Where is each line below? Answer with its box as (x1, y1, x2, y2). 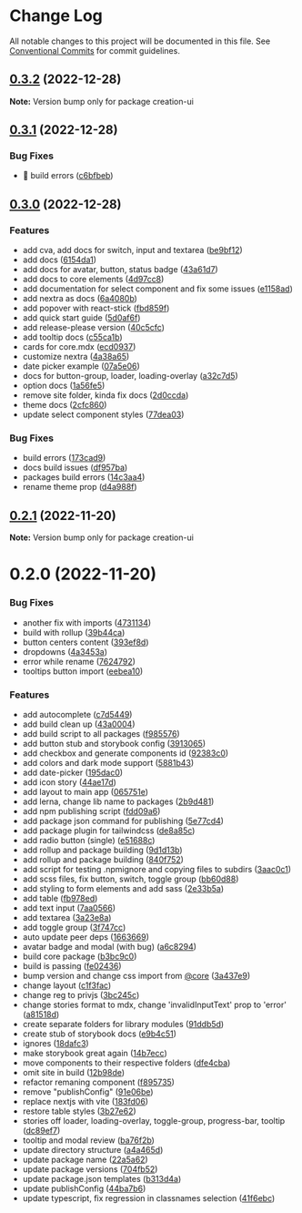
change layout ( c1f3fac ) (22, 980, 112, 991)
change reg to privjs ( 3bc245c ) (22, 990, 140, 1001)
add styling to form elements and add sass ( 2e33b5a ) (22, 883, 225, 894)
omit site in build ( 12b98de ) (22, 1067, 126, 1078)
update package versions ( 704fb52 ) (22, 1164, 158, 1175)
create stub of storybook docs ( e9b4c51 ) (22, 1028, 177, 1039)
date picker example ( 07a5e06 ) (22, 361, 141, 372)
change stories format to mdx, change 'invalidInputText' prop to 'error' (22, 999, 287, 1011)
